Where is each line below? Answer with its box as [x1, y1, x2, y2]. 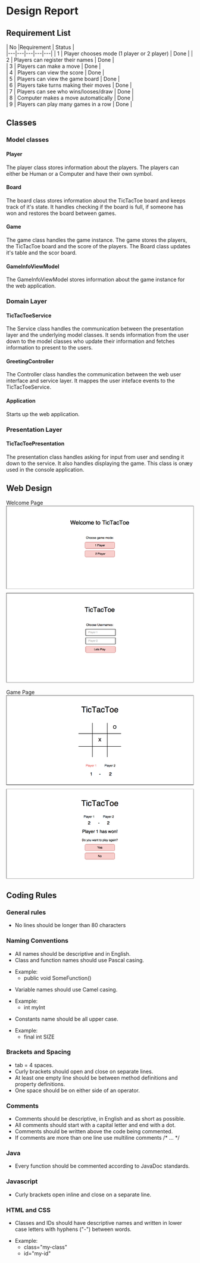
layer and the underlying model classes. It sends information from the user [6, 332, 189, 339]
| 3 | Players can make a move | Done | [6, 63, 101, 70]
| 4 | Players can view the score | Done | [6, 69, 105, 76]
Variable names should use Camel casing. [14, 986, 118, 993]
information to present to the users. [6, 344, 93, 351]
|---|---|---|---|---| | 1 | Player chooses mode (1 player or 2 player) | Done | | [6, 50, 193, 57]
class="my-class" [23, 1243, 67, 1251]
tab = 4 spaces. [14, 1061, 54, 1068]
